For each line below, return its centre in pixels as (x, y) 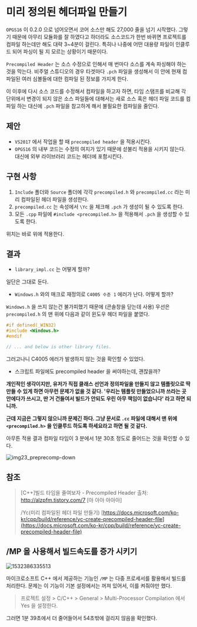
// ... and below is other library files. (59, 347)
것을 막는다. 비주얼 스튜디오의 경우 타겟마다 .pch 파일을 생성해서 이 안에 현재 (94, 71)
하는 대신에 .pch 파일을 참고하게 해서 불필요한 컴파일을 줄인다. (88, 106)
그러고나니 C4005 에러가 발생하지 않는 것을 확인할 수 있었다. (76, 359)
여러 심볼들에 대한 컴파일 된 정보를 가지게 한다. (75, 79)
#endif (14, 336)
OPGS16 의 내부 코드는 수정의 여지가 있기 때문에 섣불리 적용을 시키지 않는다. (100, 149)
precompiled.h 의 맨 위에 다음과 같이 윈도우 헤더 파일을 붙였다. (78, 314)
